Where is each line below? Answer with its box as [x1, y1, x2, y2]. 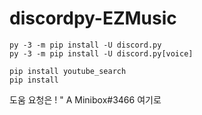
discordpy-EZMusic [9, 7, 177, 30]
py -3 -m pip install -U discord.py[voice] [9, 48, 194, 59]
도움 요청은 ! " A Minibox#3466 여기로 [9, 93, 162, 106]
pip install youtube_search [9, 66, 127, 76]
